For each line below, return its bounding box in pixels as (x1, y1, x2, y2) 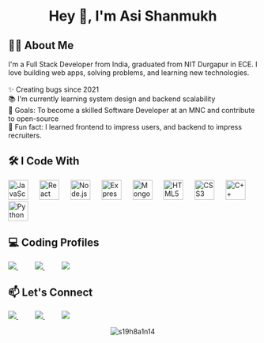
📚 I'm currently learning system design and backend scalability (8, 94, 216, 104)
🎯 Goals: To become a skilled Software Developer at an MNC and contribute (8, 106, 255, 115)
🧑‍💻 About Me (8, 39, 74, 52)
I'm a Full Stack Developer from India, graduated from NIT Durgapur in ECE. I (8, 59, 258, 69)
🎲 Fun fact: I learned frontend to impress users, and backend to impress (8, 122, 243, 131)
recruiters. (8, 130, 42, 140)
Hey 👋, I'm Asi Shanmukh (48, 7, 217, 25)
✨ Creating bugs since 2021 (8, 85, 100, 94)
